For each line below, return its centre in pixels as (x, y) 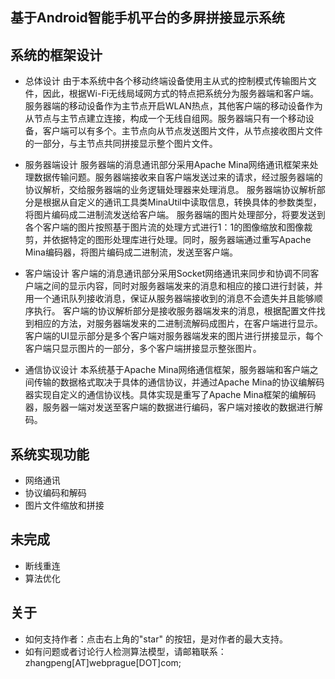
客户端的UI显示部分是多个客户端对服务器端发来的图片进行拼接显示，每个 (173, 336)
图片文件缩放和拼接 (64, 505)
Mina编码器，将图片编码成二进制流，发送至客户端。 (131, 252)
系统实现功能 (50, 454)
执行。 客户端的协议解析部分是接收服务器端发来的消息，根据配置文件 (175, 311)
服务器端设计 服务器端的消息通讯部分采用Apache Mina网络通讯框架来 (167, 165)
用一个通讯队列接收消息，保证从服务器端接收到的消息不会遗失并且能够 (169, 299)
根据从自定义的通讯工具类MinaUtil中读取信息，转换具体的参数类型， (182, 202)
